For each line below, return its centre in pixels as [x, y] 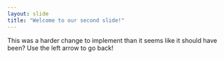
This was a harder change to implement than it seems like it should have [112, 40]
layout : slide [28, 14]
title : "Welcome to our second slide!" [66, 20]
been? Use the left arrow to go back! [60, 48]
